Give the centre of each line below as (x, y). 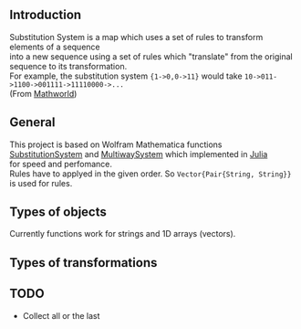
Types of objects (58, 212)
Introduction (46, 15)
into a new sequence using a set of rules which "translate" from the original (151, 56)
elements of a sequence (55, 47)
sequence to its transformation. (68, 66)
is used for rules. (41, 183)
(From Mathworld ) (43, 93)
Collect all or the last (61, 315)
